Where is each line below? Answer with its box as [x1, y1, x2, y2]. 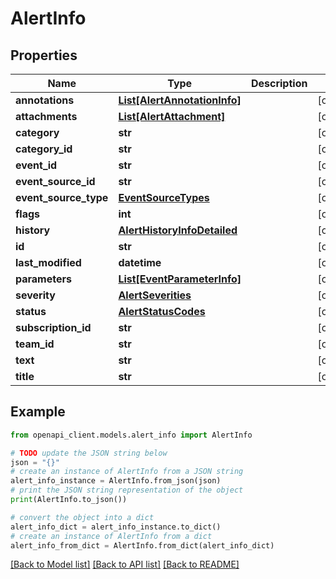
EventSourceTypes [118, 191, 210, 204]
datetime [118, 256, 162, 269]
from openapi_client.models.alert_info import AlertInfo [10, 430, 253, 440]
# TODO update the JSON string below [10, 448, 168, 458]
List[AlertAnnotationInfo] [118, 93, 242, 107]
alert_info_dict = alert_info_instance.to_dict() [10, 522, 222, 532]
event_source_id [15, 175, 96, 188]
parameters [15, 272, 72, 286]
